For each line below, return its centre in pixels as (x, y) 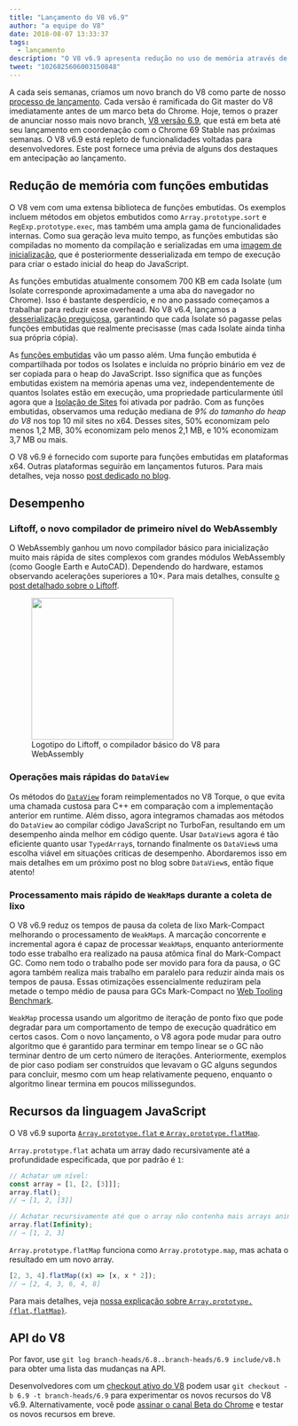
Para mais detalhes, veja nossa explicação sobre (98, 1301)
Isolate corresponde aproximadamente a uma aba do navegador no (132, 290)
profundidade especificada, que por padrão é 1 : (97, 1159)
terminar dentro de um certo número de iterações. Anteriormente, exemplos (148, 1055)
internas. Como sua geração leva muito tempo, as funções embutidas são (144, 235)
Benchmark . (31, 1000)
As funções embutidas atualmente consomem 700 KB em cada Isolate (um (145, 281)
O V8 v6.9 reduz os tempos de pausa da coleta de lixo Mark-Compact (137, 925)
